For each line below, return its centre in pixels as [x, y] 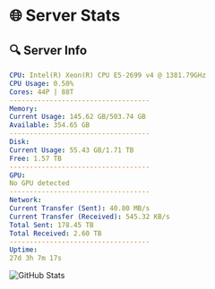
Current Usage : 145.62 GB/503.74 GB [77, 117]
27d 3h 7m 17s [36, 259]
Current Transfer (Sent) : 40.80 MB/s [80, 208]
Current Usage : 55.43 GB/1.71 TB [72, 150]
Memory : [24, 108]
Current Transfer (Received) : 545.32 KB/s [90, 217]
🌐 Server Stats [65, 16]
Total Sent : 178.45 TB [52, 225]
